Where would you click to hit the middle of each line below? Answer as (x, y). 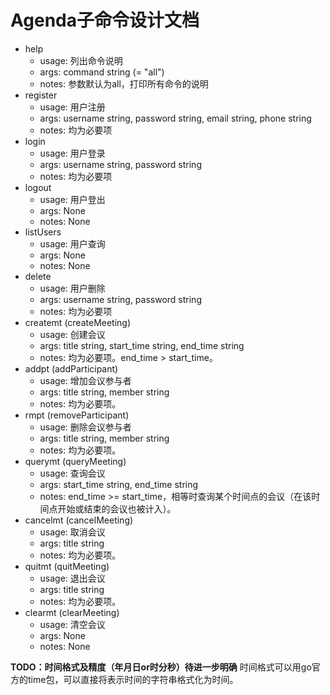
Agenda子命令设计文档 (105, 20)
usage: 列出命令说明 (81, 60)
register (41, 95)
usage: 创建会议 (72, 334)
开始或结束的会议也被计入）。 (117, 508)
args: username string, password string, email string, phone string (175, 118)
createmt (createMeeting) (78, 322)
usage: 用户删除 (72, 288)
